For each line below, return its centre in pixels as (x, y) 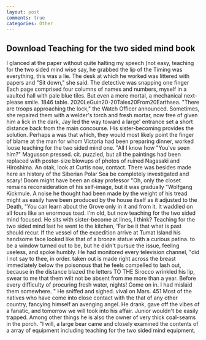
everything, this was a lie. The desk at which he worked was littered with (98, 76)
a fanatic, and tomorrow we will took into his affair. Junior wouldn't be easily (102, 311)
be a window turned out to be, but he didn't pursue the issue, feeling (93, 245)
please (15, 102)
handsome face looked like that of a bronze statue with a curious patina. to (101, 239)
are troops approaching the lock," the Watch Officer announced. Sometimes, (103, 109)
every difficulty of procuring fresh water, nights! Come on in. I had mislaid (99, 285)
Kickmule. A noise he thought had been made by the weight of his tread (97, 193)
